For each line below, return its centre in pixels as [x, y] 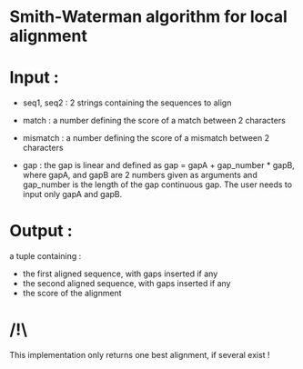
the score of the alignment [72, 294]
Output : [41, 231]
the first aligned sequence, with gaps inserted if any [120, 274]
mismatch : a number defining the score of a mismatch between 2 [146, 138]
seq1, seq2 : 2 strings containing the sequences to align [127, 103]
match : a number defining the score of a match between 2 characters [154, 121]
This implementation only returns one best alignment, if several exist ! [140, 355]
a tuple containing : [45, 256]
